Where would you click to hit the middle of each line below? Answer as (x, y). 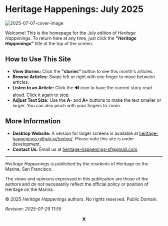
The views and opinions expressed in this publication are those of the (77, 178)
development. (26, 144)
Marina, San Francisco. (29, 169)
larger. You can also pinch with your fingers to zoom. (67, 105)
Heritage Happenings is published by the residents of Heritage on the (77, 163)
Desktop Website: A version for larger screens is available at (75, 133)
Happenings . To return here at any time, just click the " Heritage (71, 38)
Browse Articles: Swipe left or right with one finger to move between (83, 77)
